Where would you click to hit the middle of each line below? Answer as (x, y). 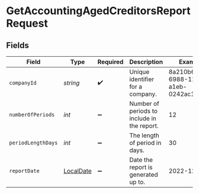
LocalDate (77, 171)
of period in (145, 143)
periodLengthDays (33, 143)
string (71, 83)
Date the (141, 160)
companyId (23, 83)
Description (146, 62)
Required (110, 62)
